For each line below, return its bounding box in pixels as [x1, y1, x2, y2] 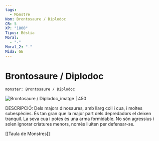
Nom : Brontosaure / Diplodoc [5, 16, 66, 21]
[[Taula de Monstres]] [5, 131, 50, 137]
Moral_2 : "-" [5, 44, 33, 49]
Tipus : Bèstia [5, 30, 35, 35]
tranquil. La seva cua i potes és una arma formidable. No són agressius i [5, 116, 154, 122]
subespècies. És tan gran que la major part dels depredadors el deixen [5, 111, 151, 117]
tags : [5, 7, 17, 12]
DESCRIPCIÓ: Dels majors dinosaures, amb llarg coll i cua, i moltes [5, 105, 143, 111]
